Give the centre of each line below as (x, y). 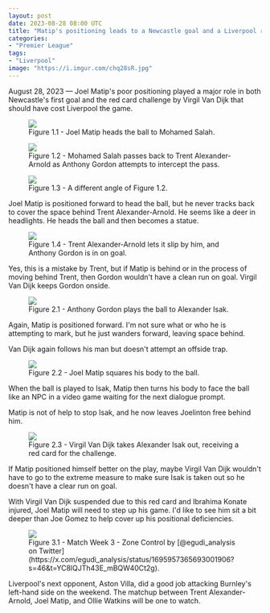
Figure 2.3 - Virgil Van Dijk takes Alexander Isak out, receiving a (134, 445)
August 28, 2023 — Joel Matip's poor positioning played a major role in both (135, 91)
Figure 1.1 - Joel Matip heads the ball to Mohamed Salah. (122, 132)
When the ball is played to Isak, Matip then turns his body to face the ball (129, 388)
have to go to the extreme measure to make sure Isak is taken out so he (127, 477)
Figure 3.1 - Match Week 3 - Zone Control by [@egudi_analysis (132, 542)
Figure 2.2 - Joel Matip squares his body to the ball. (114, 372)
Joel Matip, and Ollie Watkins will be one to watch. (117, 600)
